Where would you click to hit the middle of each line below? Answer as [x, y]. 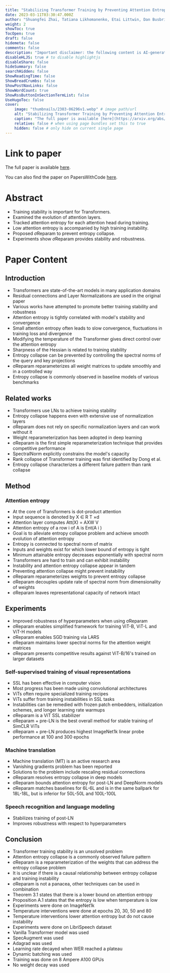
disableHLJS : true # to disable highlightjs [53, 57]
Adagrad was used [32, 943]
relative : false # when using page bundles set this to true [80, 123]
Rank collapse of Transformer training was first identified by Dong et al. [87, 459]
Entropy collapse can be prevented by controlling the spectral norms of [87, 355]
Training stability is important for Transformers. [62, 212]
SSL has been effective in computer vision [57, 683]
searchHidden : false [27, 72]
